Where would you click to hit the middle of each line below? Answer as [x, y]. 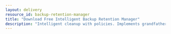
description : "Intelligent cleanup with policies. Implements [73, 24]
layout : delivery [24, 10]
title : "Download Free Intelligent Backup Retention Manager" [73, 19]
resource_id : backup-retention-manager [48, 14]
